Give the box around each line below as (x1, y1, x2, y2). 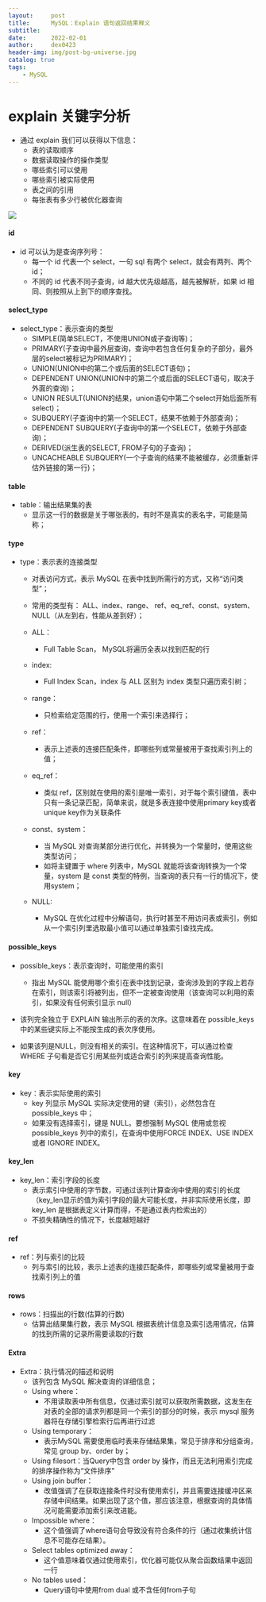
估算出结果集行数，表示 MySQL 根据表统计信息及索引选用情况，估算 (31, 1319, 255, 1329)
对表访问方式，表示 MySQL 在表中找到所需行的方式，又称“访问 (31, 574, 237, 583)
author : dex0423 (8, 41, 77, 49)
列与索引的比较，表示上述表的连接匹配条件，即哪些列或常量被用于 (31, 1262, 248, 1272)
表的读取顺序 (31, 144, 74, 155)
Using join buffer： (31, 1476, 94, 1485)
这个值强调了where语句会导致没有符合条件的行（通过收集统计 (43, 1525, 245, 1535)
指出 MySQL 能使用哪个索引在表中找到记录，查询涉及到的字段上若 (31, 977, 248, 987)
